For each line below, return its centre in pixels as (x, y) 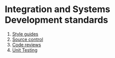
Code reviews (27, 44)
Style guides (25, 34)
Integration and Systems (58, 9)
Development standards (56, 20)
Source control (28, 39)
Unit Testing (25, 50)
